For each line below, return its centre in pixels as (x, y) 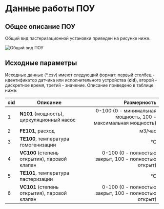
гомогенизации (38, 145)
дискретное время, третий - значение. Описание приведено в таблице (79, 85)
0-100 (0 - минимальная (126, 110)
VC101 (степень (39, 187)
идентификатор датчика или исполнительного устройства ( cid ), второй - (81, 80)
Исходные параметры (41, 63)
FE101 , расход (37, 131)
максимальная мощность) (125, 123)
